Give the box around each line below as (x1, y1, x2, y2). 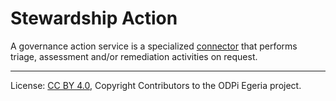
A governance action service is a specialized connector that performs (10, 40, 298, 52)
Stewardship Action (10, 7, 178, 30)
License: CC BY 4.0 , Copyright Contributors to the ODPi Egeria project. (10, 79, 302, 91)
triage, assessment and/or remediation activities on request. (10, 50, 258, 62)
